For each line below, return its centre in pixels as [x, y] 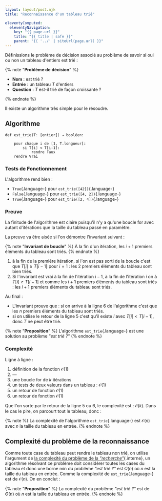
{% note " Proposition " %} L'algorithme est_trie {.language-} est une [74, 331]
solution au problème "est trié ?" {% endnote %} [54, 336]
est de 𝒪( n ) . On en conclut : [33, 479]
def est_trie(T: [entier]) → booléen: [44, 135]
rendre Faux [43, 152]
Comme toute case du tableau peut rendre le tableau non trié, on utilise [77, 453]
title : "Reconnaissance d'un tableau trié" [50, 14]
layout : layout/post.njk [30, 10]
